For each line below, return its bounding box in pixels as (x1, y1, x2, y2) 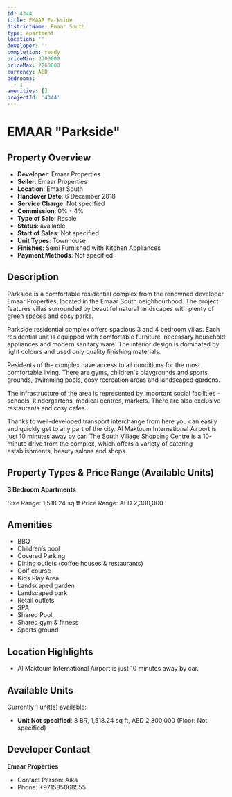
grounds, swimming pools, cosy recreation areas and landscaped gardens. (7, 376, 220, 384)
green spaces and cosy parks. (7, 312, 94, 320)
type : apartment (7, 29, 54, 37)
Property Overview (7, 151, 91, 163)
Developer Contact (7, 744, 91, 755)
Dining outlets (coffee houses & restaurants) (17, 560, 143, 568)
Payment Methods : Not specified (17, 251, 114, 259)
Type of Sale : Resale (17, 215, 77, 222)
